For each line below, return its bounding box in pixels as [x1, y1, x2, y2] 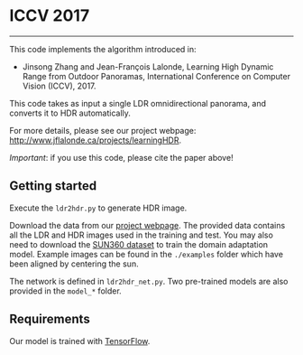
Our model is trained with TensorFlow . [9, 335, 151, 346]
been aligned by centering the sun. [9, 258, 139, 269]
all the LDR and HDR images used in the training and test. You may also [9, 229, 273, 240]
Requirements [9, 312, 90, 327]
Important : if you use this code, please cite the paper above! [9, 152, 234, 163]
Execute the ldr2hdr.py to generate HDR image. [9, 202, 188, 213]
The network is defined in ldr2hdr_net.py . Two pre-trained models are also [9, 276, 289, 286]
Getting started [9, 178, 97, 194]
